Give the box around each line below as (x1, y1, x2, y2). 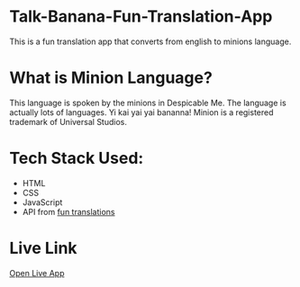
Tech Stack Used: (9, 148, 144, 168)
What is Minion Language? (9, 67, 214, 88)
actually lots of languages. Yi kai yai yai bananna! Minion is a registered (9, 106, 274, 118)
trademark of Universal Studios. (9, 116, 128, 127)
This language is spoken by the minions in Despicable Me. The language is (9, 97, 286, 108)
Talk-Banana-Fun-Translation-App (9, 6, 273, 27)
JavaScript (22, 196, 63, 208)
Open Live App (9, 267, 65, 278)
